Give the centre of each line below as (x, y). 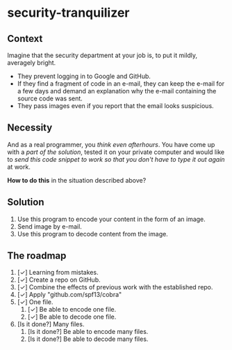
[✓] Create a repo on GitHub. (59, 280)
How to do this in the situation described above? (77, 180)
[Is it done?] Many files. (51, 324)
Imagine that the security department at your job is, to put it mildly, (102, 55)
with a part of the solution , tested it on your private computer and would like (116, 152)
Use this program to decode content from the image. (92, 234)
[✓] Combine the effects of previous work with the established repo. (115, 287)
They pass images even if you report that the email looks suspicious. (115, 106)
